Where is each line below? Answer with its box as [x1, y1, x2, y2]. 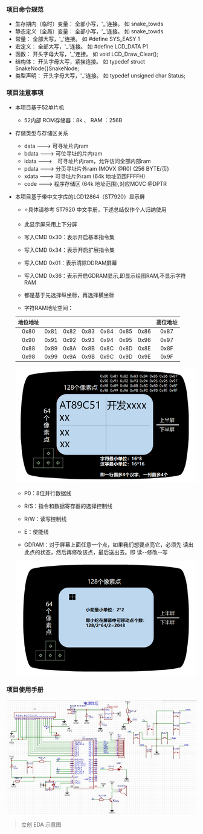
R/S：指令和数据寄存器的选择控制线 [24, 502, 113, 510]
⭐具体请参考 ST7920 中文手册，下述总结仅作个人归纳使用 [24, 206, 167, 213]
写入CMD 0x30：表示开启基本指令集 [24, 233, 115, 240]
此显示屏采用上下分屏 [24, 220, 77, 228]
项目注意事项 [6, 89, 44, 97]
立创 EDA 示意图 [21, 821, 62, 829]
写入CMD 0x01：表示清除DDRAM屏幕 [24, 259, 118, 266]
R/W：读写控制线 [24, 515, 67, 522]
